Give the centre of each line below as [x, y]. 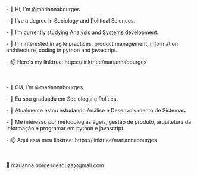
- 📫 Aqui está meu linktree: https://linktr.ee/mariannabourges [82, 140]
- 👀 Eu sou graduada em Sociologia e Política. [62, 99]
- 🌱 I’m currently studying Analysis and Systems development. [82, 32]
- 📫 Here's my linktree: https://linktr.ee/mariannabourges [76, 62]
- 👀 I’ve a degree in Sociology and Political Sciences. [71, 21]
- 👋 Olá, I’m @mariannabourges [45, 87]
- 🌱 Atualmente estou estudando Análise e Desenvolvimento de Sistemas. [96, 110]
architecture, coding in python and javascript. [62, 50]
